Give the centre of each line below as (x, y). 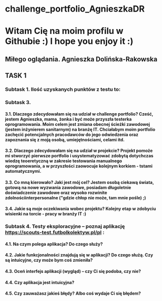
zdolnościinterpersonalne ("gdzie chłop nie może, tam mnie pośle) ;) (76, 197)
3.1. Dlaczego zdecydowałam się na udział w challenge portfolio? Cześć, (79, 114)
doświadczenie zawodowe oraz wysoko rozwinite (56, 193)
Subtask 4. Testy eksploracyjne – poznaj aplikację (65, 226)
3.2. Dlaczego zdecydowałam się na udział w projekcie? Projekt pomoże (79, 150)
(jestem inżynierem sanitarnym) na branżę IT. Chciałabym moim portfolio (80, 129)
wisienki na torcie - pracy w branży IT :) (46, 214)
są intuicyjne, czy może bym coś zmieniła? (49, 260)
